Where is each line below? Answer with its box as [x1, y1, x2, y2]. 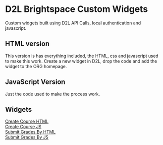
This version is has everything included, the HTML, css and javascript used [5, 53, 159, 59]
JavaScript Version [5, 78, 65, 86]
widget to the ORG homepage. [5, 63, 67, 69]
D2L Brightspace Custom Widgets [5, 3, 148, 15]
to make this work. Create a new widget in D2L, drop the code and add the [5, 58, 157, 64]
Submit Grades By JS [5, 134, 49, 140]
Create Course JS [5, 124, 42, 130]
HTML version [5, 40, 50, 48]
